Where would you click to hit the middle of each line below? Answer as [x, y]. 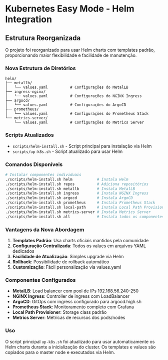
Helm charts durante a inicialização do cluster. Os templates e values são [80, 347]
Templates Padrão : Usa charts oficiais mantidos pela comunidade [80, 240]
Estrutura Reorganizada [43, 38]
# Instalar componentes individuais [43, 174]
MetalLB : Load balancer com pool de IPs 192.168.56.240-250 [75, 291]
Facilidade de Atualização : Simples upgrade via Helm [68, 256]
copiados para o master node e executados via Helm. [60, 352]
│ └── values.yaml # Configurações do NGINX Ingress [73, 96]
